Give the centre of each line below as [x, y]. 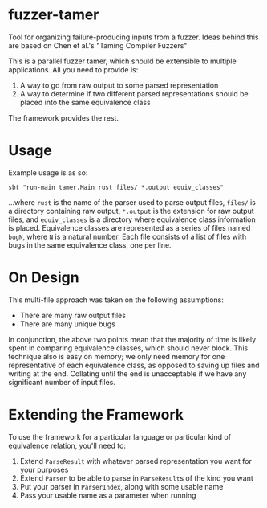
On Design [44, 278]
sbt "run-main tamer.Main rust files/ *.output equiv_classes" [116, 187]
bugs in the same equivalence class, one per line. [90, 245]
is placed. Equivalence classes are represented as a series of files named [129, 227]
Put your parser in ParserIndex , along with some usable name [121, 486]
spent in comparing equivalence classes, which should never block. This [128, 348]
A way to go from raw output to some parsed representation [119, 85]
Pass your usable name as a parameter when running [108, 495]
